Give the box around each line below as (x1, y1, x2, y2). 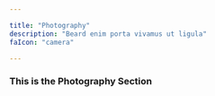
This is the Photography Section (9, 75, 153, 88)
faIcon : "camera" (9, 38, 75, 47)
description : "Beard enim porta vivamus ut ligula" (9, 29, 207, 39)
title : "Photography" (9, 21, 91, 30)
